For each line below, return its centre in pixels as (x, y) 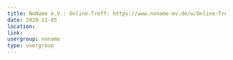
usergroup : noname (34, 39)
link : (15, 33)
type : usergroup (31, 46)
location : (21, 26)
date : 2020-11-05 (32, 20)
